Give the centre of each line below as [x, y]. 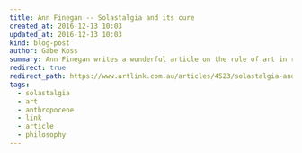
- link [30, 118]
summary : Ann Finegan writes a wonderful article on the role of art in [148, 59]
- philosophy [42, 135]
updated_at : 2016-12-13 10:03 [66, 34]
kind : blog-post [40, 43]
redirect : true [38, 68]
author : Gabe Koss [44, 51]
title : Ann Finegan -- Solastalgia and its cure [102, 18]
